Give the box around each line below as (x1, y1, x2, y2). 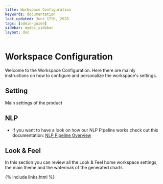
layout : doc (5, 30, 29, 35)
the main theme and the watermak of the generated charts (5, 165, 123, 171)
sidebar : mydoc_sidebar (5, 26, 54, 30)
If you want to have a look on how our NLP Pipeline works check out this (12, 127, 158, 133)
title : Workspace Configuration (5, 7, 71, 12)
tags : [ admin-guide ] (5, 21, 47, 26)
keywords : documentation (5, 12, 56, 17)
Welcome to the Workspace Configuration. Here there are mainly (5, 67, 136, 73)
